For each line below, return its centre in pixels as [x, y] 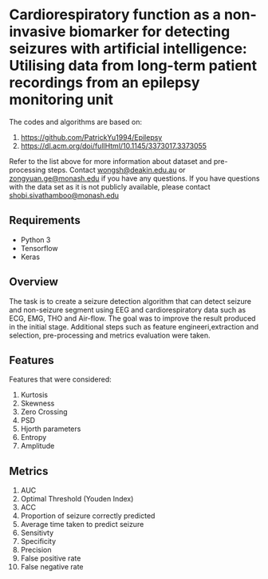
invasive [37, 32]
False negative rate [52, 567]
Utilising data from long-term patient [133, 66]
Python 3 [35, 240]
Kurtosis [34, 395]
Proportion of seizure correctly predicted [88, 516]
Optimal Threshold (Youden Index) [77, 499]
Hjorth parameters [51, 429]
